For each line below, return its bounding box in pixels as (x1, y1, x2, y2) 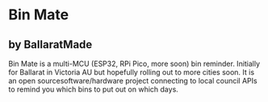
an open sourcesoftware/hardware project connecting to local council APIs (8, 76, 258, 85)
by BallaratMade (8, 38, 93, 51)
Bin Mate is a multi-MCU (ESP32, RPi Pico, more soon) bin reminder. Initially (8, 59, 261, 68)
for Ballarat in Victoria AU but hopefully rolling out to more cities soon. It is (8, 67, 255, 77)
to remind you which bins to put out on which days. (8, 84, 179, 94)
